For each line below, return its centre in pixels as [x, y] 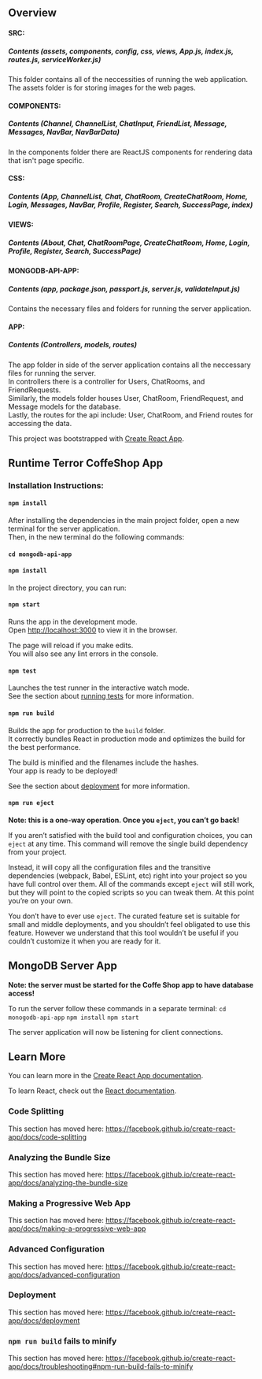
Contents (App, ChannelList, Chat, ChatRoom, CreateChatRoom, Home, [128, 196]
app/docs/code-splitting [48, 1136]
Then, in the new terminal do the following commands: [96, 537]
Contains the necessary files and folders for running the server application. [130, 309]
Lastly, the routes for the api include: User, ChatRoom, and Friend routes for [131, 415]
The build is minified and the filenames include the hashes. [103, 762]
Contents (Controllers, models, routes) [73, 345]
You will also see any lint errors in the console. [83, 654]
